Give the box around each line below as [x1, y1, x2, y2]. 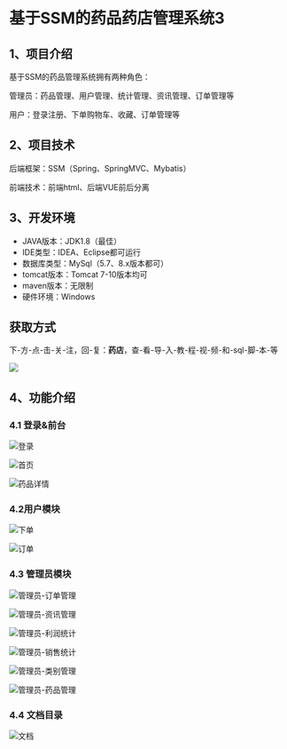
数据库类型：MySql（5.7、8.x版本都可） [21, 258, 169, 268]
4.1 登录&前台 [9, 418, 66, 431]
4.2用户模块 [9, 503, 60, 515]
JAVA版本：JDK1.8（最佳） [21, 235, 122, 246]
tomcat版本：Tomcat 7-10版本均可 [21, 268, 148, 280]
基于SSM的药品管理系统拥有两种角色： [9, 72, 151, 82]
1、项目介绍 [9, 46, 74, 61]
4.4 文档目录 [9, 708, 64, 721]
